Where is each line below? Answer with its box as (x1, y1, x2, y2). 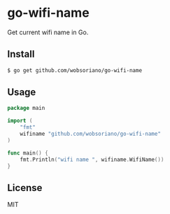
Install (7, 48, 35, 60)
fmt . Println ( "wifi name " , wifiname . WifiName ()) (20, 156, 164, 163)
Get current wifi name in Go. (7, 28, 89, 36)
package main (7, 105, 45, 112)
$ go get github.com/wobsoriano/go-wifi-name (7, 66, 142, 74)
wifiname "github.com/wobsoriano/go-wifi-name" (20, 131, 161, 138)
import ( (7, 117, 33, 124)
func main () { (7, 149, 49, 157)
